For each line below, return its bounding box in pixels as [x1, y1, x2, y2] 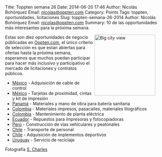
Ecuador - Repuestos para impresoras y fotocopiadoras [12, 117, 124, 122]
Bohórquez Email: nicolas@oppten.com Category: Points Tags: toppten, [5, 9, 148, 15]
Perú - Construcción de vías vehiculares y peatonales [12, 121, 120, 127]
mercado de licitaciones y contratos [5, 65, 77, 71]
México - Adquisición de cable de [12, 80, 80, 86]
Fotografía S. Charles [5, 146, 48, 152]
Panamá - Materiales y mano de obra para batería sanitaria [12, 101, 130, 106]
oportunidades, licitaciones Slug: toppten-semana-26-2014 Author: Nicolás [5, 15, 156, 20]
